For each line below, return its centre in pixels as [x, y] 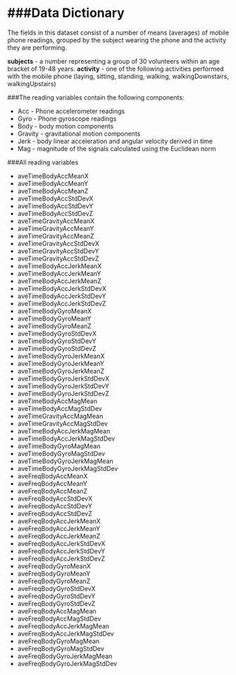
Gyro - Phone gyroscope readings [67, 119]
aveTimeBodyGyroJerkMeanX [61, 356]
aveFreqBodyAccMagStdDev [59, 619]
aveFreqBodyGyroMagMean [58, 641]
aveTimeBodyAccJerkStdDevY [62, 296]
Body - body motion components [66, 126]
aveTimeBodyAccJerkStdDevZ [62, 303]
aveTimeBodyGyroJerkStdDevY [63, 386]
